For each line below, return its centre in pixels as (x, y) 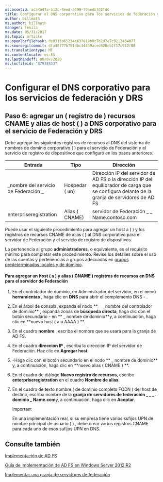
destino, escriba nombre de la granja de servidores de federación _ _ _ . (84, 395)
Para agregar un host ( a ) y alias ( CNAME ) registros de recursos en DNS (80, 276)
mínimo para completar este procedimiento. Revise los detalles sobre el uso (81, 254)
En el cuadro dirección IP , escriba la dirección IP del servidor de (77, 346)
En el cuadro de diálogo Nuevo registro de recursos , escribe (73, 375)
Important (22, 409)
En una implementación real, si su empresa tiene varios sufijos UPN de (83, 418)
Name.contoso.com (114, 217)
